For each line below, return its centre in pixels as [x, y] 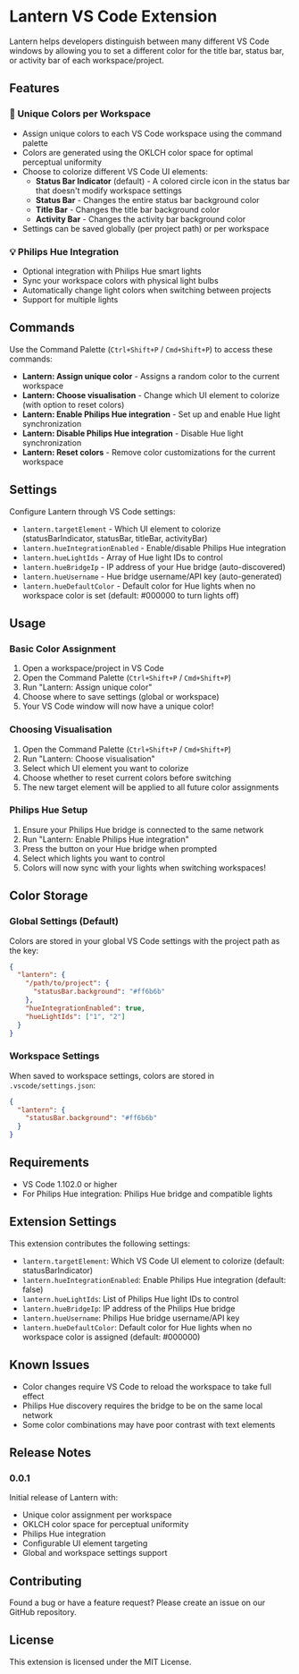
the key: [24, 950]
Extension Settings [63, 1222]
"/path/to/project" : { [67, 983]
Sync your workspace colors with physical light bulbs [120, 280]
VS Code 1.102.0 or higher [70, 1184]
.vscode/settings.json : [53, 1085]
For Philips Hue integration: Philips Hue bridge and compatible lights [147, 1194]
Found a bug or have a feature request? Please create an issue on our [137, 1602]
